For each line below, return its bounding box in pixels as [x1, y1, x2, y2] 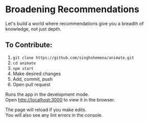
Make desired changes [12, 70, 61, 77]
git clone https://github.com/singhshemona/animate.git [12, 55, 134, 60]
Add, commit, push [12, 76, 53, 82]
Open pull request [12, 81, 51, 87]
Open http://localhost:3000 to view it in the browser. [5, 96, 115, 103]
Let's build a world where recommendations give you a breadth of [5, 20, 144, 27]
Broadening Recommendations [5, 4, 139, 15]
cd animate [12, 60, 36, 66]
